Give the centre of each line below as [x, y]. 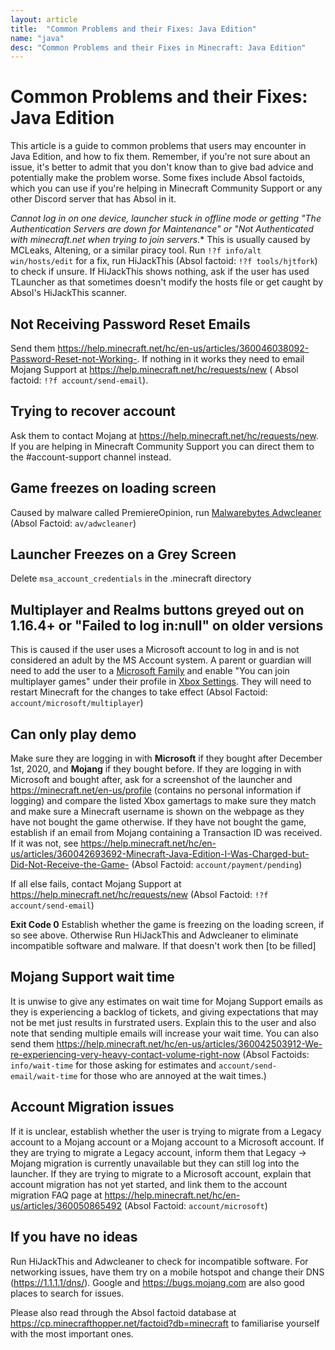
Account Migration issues [92, 1107]
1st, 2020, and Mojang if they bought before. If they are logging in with [156, 769]
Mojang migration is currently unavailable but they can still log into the [155, 1163]
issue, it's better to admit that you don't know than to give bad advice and [162, 167]
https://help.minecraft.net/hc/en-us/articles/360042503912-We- [189, 1043]
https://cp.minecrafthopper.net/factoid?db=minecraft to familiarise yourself [165, 1323]
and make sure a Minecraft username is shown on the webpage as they [157, 812]
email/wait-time [44, 1076]
